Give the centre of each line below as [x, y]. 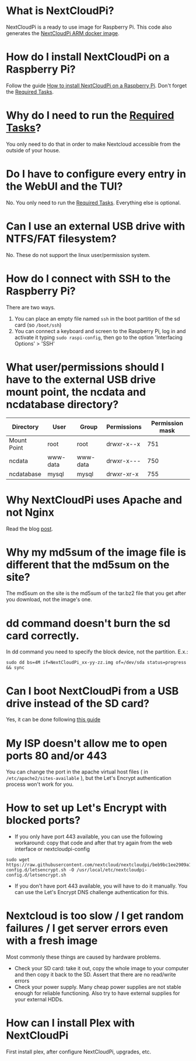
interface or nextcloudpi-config [52, 849]
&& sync [15, 668]
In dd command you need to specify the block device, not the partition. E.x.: [97, 652]
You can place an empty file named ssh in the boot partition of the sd [97, 319]
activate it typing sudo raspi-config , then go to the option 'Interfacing [98, 337]
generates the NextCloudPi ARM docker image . [63, 33]
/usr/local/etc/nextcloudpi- [112, 870]
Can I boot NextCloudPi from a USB [92, 691]
